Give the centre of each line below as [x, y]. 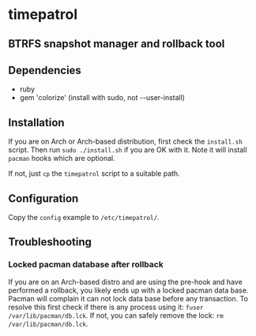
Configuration [43, 198]
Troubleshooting [50, 242]
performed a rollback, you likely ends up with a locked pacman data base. [128, 290]
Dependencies [45, 70]
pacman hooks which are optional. [62, 159]
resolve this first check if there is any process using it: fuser [106, 307]
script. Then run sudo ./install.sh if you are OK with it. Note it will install [128, 150]
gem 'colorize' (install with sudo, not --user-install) [102, 98]
